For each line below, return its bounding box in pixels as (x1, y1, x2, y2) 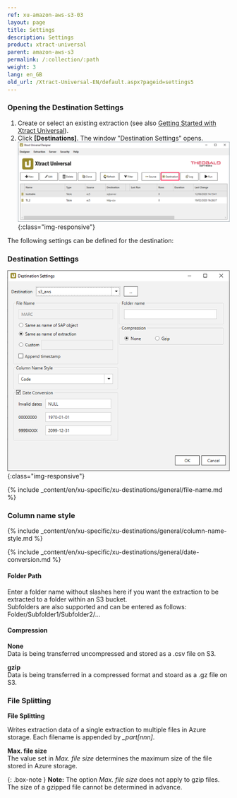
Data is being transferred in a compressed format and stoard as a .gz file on (7, 670, 228, 679)
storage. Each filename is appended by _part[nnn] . (7, 733, 155, 741)
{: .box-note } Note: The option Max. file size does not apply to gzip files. (7, 775, 220, 784)
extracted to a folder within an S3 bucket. (7, 594, 128, 604)
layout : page (7, 18, 46, 26)
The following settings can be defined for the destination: (7, 236, 174, 245)
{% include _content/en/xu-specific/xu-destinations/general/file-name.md (7, 486, 223, 494)
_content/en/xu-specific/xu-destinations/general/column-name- (40, 527, 227, 535)
